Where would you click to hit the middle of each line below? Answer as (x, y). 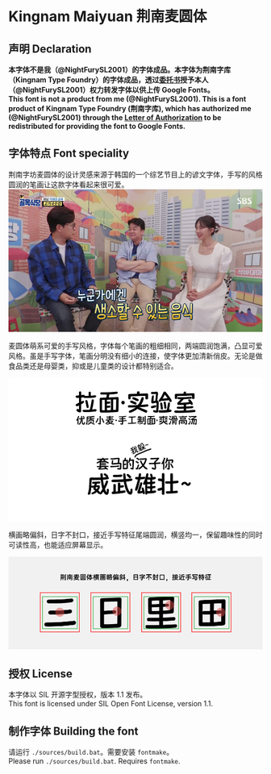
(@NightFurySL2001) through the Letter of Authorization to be (115, 117)
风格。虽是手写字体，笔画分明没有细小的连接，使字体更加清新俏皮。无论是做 (135, 356)
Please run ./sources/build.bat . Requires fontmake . (94, 761)
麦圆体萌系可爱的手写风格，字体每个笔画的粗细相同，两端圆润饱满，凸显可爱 (135, 346)
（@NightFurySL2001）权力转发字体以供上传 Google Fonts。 (112, 90)
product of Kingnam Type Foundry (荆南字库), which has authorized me (130, 108)
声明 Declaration (50, 49)
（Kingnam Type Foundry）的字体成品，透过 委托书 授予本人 (108, 80)
